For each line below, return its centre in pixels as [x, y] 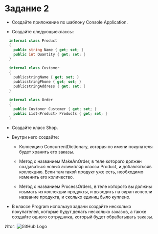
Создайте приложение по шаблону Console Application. [70, 22]
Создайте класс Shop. [35, 128]
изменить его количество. [46, 177]
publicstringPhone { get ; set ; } [47, 81]
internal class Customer [34, 68]
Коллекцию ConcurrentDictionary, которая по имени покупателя [86, 146]
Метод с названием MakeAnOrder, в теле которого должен [80, 161]
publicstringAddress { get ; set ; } [50, 86]
